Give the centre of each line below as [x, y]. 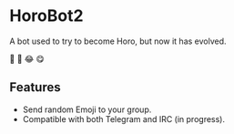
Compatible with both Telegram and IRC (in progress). [124, 119]
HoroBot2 [46, 16]
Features [35, 88]
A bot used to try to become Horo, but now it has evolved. [118, 41]
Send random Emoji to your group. [87, 109]
